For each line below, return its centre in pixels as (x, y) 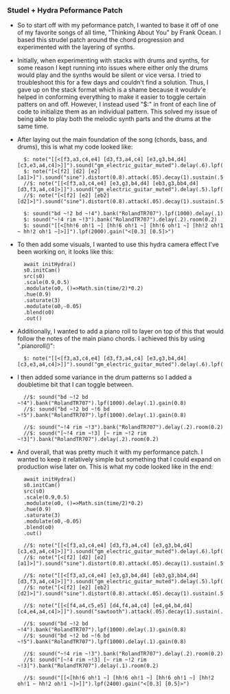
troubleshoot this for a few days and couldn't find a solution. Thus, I (113, 83)
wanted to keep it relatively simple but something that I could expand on (119, 459)
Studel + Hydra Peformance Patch (65, 10)
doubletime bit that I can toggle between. (75, 384)
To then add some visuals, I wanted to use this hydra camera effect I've (118, 245)
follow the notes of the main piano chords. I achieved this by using (111, 338)
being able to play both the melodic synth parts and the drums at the (114, 119)
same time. (33, 127)
